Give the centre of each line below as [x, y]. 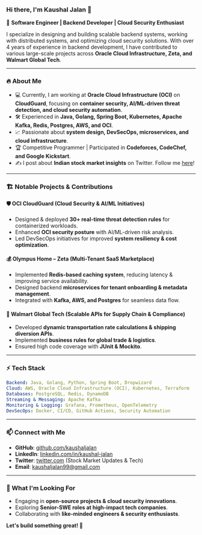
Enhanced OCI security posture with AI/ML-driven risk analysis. [94, 232]
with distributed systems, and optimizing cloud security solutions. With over [100, 41]
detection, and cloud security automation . [69, 110]
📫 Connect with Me [36, 432]
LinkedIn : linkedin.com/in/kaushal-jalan [64, 454]
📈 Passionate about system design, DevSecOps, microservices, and [102, 132]
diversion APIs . [34, 334]
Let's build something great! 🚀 [44, 525]
